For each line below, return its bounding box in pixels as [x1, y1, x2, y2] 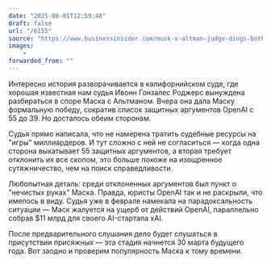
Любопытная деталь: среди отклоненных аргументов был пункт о [8, 178, 236, 188]
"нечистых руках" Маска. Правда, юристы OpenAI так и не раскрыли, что [8, 187, 263, 197]
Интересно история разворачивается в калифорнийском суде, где [8, 78, 239, 89]
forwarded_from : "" [8, 57, 74, 65]
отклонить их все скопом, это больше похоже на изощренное [8, 154, 223, 164]
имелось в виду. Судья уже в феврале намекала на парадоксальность [8, 195, 252, 206]
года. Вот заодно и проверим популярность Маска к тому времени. [8, 245, 244, 255]
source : [8, 34, 35, 43]
